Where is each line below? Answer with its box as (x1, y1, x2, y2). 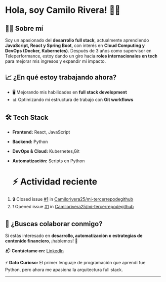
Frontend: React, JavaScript (12, 129, 70, 135)
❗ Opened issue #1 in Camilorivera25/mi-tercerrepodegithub (12, 203, 134, 209)
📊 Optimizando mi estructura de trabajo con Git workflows (12, 96, 133, 102)
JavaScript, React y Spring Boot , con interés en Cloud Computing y (5, 43, 145, 48)
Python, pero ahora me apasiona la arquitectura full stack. (5, 267, 123, 273)
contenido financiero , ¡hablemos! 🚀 (5, 238, 78, 244)
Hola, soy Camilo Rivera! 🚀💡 (5, 4, 121, 16)
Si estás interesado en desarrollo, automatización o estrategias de (5, 233, 143, 239)
